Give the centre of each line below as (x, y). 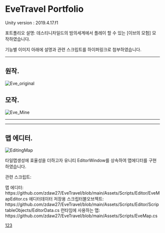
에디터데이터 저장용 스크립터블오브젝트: (66, 199)
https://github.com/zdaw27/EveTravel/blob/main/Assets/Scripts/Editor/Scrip (82, 204)
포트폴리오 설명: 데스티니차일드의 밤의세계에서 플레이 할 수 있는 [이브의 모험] (78, 33)
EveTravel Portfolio (44, 9)
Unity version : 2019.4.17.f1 (32, 23)
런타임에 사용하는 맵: (80, 210)
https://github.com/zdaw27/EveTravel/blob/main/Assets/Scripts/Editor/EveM (82, 193)
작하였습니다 (17, 39)
